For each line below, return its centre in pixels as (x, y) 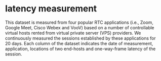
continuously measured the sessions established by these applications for (80, 38)
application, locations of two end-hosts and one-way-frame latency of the (80, 49)
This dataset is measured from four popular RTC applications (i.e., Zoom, (79, 22)
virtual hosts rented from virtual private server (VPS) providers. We (73, 33)
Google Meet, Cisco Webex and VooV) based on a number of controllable (80, 27)
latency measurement (51, 9)
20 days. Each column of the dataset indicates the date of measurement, (79, 43)
